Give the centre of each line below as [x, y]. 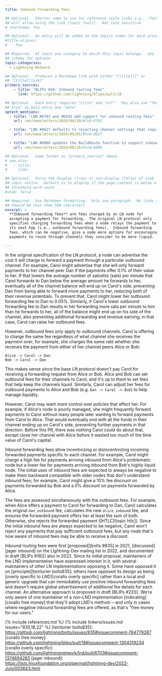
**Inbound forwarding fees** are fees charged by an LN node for [76, 214]
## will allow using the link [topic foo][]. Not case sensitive [73, 23]
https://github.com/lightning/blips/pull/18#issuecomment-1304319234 [75, 643]
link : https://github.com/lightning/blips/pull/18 [70, 94]
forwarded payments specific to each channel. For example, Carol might [77, 454]
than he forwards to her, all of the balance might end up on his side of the [78, 311]
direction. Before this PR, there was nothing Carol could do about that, [74, 430]
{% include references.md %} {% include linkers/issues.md [64, 622]
